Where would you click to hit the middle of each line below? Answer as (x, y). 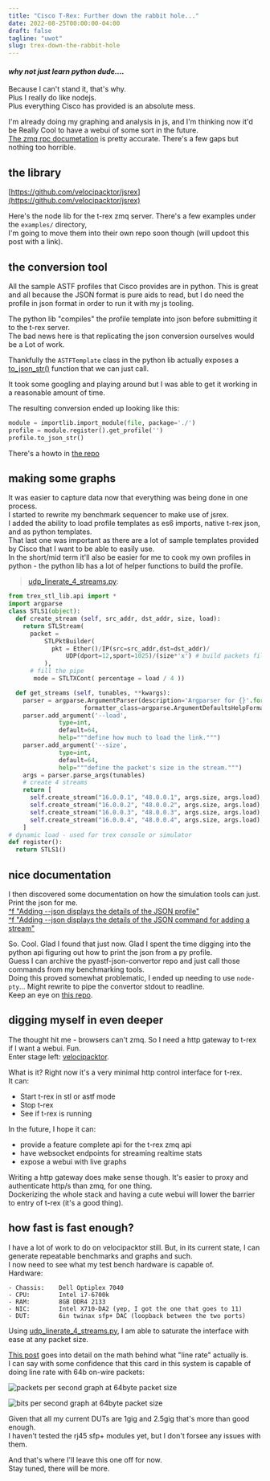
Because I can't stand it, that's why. (67, 89)
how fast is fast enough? (71, 1228)
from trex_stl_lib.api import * (62, 596)
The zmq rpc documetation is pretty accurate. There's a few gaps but (123, 139)
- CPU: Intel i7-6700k (59, 1295)
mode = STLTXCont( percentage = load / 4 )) (109, 679)
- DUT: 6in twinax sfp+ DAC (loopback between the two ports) (127, 1316)
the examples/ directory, (48, 225)
